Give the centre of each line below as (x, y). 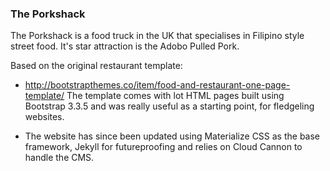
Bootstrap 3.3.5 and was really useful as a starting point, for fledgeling (169, 106)
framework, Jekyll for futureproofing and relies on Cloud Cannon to (163, 147)
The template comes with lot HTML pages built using (175, 96)
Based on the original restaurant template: (96, 66)
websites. (44, 117)
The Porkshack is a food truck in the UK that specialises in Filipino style (157, 36)
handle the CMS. (59, 158)
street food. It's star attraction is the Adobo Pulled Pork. (125, 46)
